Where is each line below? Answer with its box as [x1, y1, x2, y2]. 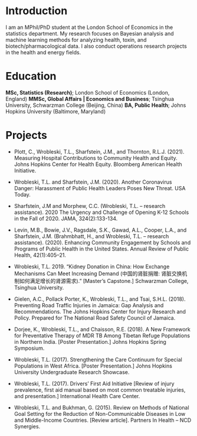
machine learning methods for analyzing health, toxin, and [5, 36, 147, 43]
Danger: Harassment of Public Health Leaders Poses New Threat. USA [14, 184, 186, 191]
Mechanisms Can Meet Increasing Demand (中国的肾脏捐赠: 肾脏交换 [14, 270, 182, 277]
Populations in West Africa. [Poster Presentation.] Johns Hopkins [14, 362, 172, 369]
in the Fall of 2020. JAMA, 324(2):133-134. [14, 214, 118, 222]
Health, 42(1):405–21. [14, 251, 66, 258]
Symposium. [14, 344, 45, 352]
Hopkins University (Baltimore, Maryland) [5, 108, 106, 115]
